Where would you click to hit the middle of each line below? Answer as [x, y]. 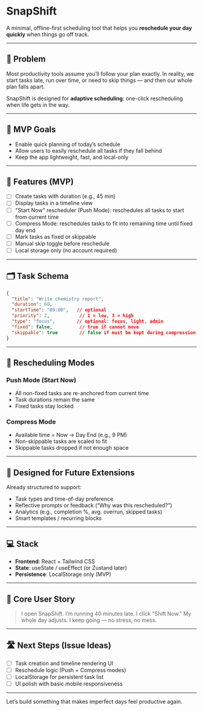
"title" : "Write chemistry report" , [58, 299]
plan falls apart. [26, 87]
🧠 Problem [26, 59]
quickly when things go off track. [48, 34]
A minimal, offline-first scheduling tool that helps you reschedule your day [99, 28]
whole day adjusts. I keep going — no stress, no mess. [89, 620]
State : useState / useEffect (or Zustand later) [71, 568]
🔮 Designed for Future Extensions [70, 472]
